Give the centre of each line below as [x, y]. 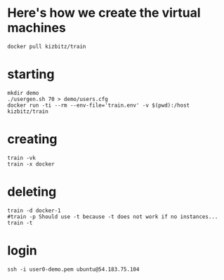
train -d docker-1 [34, 211]
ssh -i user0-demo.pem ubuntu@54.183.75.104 [73, 269]
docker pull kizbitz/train [47, 46]
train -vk [22, 158]
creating [32, 139]
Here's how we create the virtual [104, 13]
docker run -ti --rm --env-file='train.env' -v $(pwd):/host [99, 105]
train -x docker [31, 164]
